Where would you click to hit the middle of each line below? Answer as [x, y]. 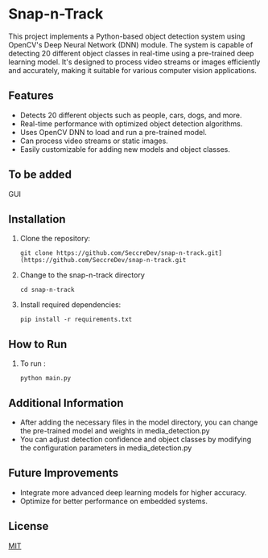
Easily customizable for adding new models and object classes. [125, 149]
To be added [40, 175]
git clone [37, 253]
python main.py [45, 379]
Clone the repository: [55, 239]
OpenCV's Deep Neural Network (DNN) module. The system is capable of [131, 44]
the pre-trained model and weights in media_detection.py [115, 431]
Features [31, 96]
